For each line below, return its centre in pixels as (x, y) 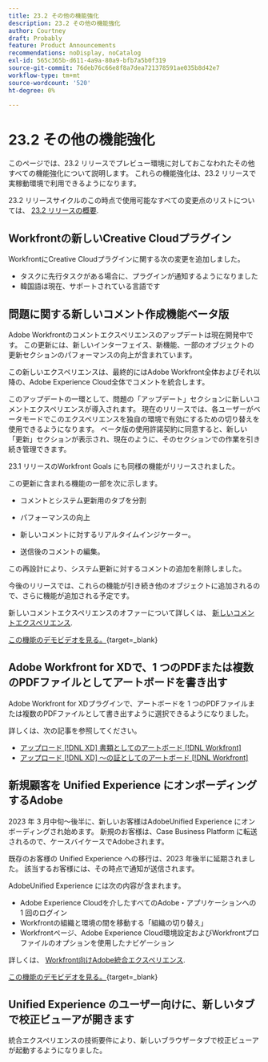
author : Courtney (37, 31)
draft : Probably (35, 38)
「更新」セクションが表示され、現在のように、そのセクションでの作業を (127, 439)
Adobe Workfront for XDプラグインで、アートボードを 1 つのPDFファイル (128, 703)
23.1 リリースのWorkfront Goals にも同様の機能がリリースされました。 (124, 466)
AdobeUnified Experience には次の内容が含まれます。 (97, 885)
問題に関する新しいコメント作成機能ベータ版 (119, 314)
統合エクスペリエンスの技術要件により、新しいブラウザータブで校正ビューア (134, 1040)
